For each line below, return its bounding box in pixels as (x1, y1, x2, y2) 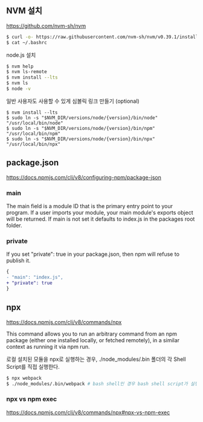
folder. (6, 222, 22, 229)
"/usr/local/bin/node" (6, 120, 63, 126)
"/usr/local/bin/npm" (6, 131, 61, 137)
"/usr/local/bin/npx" (6, 141, 61, 147)
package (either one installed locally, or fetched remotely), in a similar (6, 336, 180, 343)
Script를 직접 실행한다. (6, 363, 60, 370)
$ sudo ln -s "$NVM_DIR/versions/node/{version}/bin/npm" (6, 125, 155, 131)
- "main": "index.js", (6, 274, 63, 281)
